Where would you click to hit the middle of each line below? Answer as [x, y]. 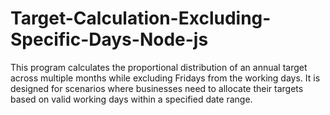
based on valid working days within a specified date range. [131, 99]
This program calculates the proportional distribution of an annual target [159, 67]
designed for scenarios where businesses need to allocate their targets [157, 88]
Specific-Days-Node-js [109, 39]
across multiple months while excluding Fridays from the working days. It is [165, 78]
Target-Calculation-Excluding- [141, 18]
